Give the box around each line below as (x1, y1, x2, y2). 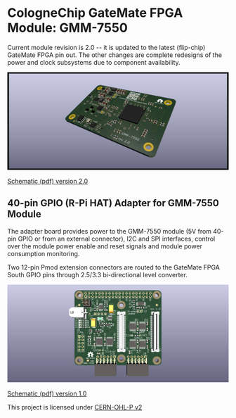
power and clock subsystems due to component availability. (7, 58, 181, 66)
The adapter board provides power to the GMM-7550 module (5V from (7, 227, 212, 235)
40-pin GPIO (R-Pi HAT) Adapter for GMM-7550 (7, 197, 219, 209)
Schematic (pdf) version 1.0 (7, 389, 87, 398)
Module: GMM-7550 (7, 20, 128, 36)
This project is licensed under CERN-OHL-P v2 (7, 403, 143, 411)
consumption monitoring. (7, 249, 80, 258)
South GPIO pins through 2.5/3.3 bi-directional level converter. (7, 270, 188, 279)
